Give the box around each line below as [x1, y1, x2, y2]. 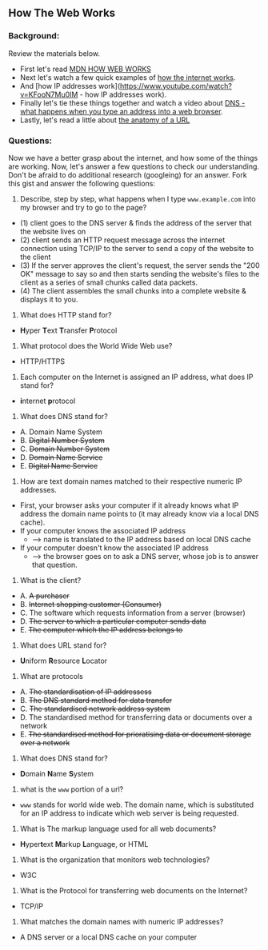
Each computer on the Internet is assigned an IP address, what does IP [19, 372, 254, 381]
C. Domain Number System [19, 444, 110, 453]
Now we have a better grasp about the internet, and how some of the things [8, 153, 258, 162]
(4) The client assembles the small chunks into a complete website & [19, 285, 246, 295]
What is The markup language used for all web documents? [19, 824, 217, 833]
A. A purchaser [19, 591, 70, 601]
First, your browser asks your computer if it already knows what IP [19, 500, 239, 510]
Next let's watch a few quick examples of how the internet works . [19, 72, 236, 82]
